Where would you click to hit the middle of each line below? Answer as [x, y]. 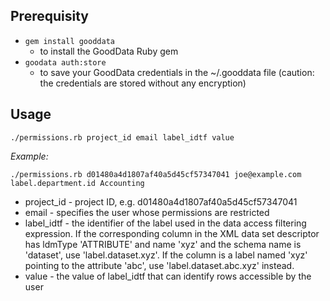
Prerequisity [49, 16]
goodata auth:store [65, 62]
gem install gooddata [69, 41]
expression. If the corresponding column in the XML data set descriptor [172, 233]
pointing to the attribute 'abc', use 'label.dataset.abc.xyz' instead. [159, 265]
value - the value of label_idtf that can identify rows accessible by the [168, 276]
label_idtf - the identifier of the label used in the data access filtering [165, 223]
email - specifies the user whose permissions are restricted [147, 212]
